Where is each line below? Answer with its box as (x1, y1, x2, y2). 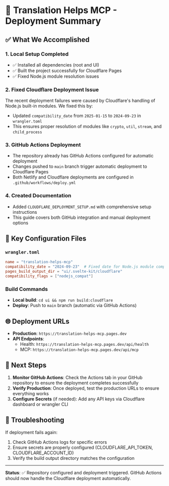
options (12, 219, 29, 226)
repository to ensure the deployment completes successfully (12, 380, 139, 386)
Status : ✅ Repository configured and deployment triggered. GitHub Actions (5, 469, 162, 475)
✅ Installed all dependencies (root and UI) (12, 62, 100, 68)
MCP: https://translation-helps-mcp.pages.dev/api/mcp (20, 346, 139, 352)
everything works (12, 390, 49, 396)
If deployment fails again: (5, 429, 58, 435)
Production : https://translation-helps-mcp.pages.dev (12, 330, 127, 337)
